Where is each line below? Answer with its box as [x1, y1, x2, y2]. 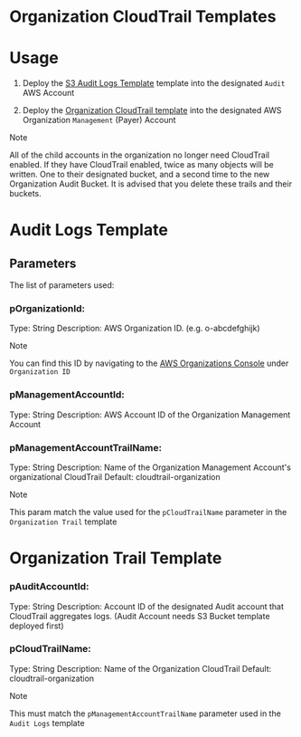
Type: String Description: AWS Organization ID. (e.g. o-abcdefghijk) [9, 323, 260, 334]
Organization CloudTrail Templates [9, 6, 277, 27]
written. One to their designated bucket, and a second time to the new [9, 169, 270, 180]
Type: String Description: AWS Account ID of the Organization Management [9, 409, 291, 420]
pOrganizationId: [9, 302, 86, 315]
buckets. [9, 188, 42, 199]
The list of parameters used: [9, 280, 115, 291]
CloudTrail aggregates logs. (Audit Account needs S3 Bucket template [9, 610, 270, 621]
